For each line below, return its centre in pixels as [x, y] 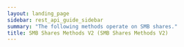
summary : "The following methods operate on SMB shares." [92, 26]
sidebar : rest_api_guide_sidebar [55, 20]
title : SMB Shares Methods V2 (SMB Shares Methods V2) [88, 33]
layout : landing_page [38, 13]
